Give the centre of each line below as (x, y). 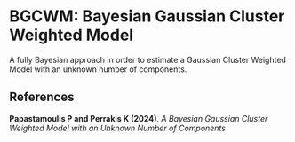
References (42, 97)
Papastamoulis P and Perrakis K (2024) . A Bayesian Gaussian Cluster (139, 118)
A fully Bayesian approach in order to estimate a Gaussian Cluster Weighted (148, 59)
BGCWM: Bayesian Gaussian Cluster (147, 16)
